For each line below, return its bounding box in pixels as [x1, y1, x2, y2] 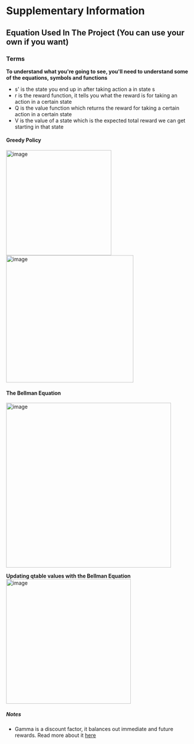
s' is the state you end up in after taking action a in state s [14, 86, 155, 93]
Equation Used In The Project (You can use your [6, 28, 185, 38]
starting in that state [14, 123, 64, 130]
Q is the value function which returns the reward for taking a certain [14, 104, 180, 112]
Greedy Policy [6, 137, 41, 144]
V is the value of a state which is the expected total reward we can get [14, 117, 186, 124]
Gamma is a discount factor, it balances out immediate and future [14, 726, 174, 733]
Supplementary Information [6, 4, 145, 18]
